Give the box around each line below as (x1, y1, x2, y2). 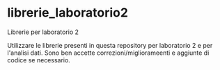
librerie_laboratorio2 (7, 5, 129, 21)
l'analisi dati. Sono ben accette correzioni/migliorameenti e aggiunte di (7, 49, 210, 57)
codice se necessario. (7, 55, 71, 64)
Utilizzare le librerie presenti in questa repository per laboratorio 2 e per (7, 41, 213, 49)
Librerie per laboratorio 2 (7, 28, 79, 36)
